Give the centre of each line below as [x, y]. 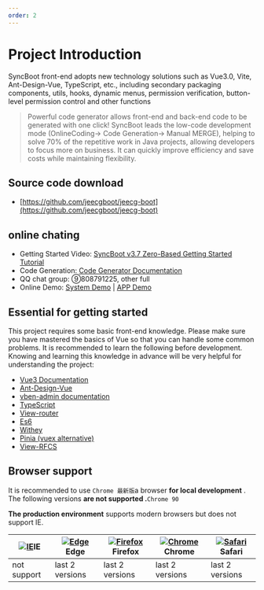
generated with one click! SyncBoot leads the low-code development [139, 125]
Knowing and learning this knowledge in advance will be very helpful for [125, 356]
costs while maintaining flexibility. [82, 158]
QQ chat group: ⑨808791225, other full [85, 279]
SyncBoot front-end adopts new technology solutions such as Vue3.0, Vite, [130, 76]
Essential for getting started [78, 312]
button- [239, 93]
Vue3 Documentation [54, 380]
